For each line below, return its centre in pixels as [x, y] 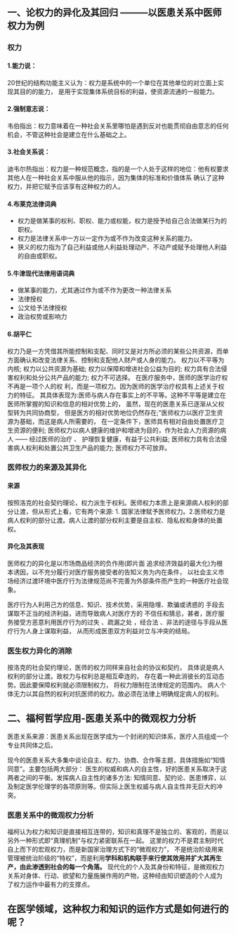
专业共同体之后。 [32, 745]
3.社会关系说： [29, 152]
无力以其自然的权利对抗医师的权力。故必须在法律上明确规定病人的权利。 [118, 694]
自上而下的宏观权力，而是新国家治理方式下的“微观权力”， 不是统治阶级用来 [116, 850]
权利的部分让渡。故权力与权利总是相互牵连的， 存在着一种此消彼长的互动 [113, 676]
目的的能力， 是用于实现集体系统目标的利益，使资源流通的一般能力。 [119, 91]
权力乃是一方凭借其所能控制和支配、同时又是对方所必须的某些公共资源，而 [115, 351]
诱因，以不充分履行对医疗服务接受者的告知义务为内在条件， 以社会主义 [116, 572]
